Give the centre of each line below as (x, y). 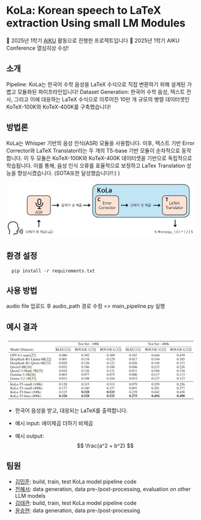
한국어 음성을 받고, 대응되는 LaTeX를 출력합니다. (71, 410)
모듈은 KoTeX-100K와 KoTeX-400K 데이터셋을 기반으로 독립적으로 (114, 158)
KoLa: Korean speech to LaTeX (84, 10)
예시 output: (29, 436)
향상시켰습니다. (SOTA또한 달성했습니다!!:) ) (68, 173)
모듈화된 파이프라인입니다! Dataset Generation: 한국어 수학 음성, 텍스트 (101, 92)
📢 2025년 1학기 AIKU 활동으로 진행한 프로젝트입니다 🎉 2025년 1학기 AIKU (93, 40)
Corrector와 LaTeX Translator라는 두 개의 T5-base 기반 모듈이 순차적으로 (93, 150)
